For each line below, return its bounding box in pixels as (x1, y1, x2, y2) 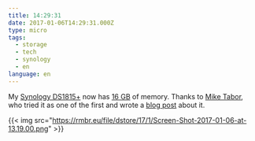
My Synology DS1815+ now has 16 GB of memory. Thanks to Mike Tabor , (8, 91, 244, 101)
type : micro (8, 26, 47, 34)
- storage (15, 41, 47, 49)
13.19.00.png (8, 124, 49, 133)
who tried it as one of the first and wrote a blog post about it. (8, 100, 205, 109)
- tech (15, 48, 37, 56)
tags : (8, 33, 26, 42)
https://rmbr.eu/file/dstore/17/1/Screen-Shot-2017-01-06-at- (52, 115, 247, 124)
